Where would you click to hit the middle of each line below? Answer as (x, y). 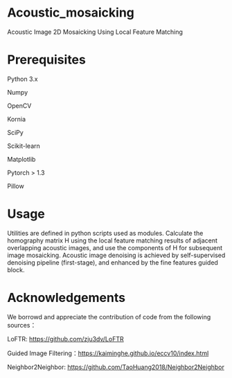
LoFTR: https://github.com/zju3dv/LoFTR (65, 339)
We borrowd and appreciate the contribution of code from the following (109, 316)
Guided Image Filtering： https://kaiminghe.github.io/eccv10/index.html (108, 353)
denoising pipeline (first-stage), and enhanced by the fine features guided (113, 262)
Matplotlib (21, 159)
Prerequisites (47, 60)
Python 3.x (23, 79)
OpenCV (19, 106)
